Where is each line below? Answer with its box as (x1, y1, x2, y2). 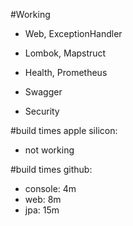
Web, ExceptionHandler (24, 28, 123, 39)
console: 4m (24, 183, 77, 194)
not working (24, 144, 75, 156)
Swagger (24, 86, 63, 98)
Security (24, 105, 60, 117)
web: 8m (24, 194, 62, 205)
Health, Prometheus (24, 67, 108, 78)
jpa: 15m (24, 204, 60, 216)
